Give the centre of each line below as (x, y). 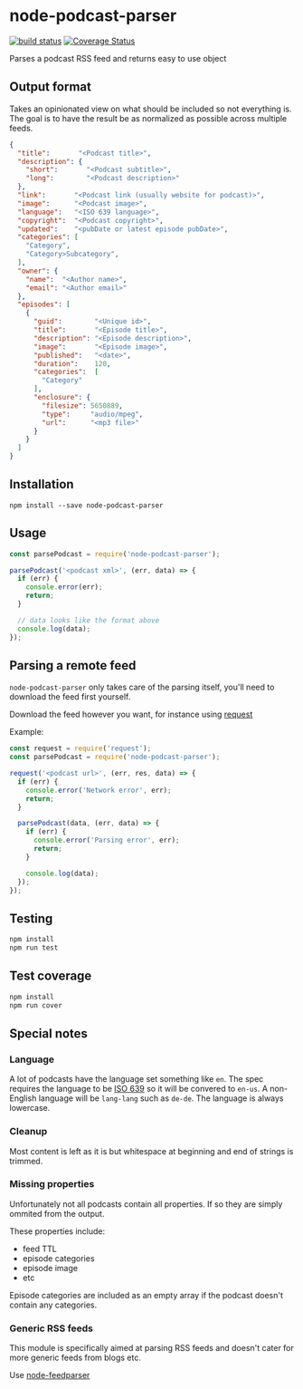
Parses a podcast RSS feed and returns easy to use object (118, 58)
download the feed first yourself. (70, 697)
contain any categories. (53, 1305)
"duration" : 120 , (72, 363)
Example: (27, 732)
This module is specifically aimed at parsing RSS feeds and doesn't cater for (151, 1348)
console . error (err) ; (64, 587)
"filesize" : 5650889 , (83, 405)
